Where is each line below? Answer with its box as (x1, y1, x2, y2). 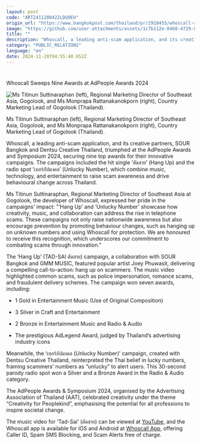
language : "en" (6, 48, 44, 54)
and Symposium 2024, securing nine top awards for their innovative (6, 152, 173, 160)
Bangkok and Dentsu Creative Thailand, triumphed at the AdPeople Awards (6, 146, 191, 153)
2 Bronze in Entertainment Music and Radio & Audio (14, 320, 142, 327)
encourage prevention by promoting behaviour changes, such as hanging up (6, 222, 195, 229)
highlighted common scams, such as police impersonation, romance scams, (6, 272, 193, 280)
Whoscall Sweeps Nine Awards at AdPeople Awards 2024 (6, 79, 149, 86)
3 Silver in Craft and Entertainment (14, 308, 100, 316)
